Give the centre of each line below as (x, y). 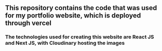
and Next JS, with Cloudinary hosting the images (65, 43)
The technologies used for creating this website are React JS (80, 37)
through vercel (28, 23)
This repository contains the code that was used (81, 8)
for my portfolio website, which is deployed (73, 16)
